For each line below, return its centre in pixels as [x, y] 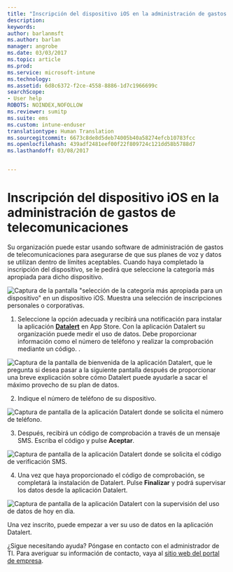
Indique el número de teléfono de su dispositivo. [87, 398]
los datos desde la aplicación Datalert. [72, 490]
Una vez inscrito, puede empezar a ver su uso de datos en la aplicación [110, 524]
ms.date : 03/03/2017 [37, 53]
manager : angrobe [33, 46]
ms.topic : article [34, 60]
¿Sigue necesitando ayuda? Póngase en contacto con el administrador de [113, 545]
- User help [24, 99]
